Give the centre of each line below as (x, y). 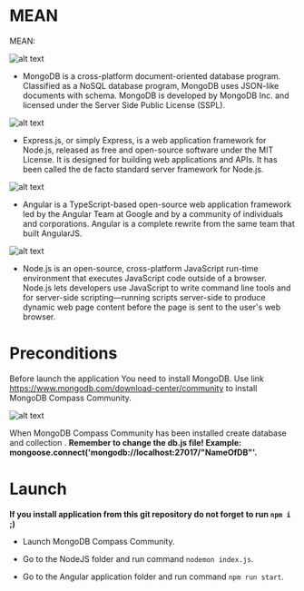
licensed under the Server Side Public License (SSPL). (123, 104)
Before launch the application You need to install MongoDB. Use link (137, 379)
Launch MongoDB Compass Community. (98, 541)
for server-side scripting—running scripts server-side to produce (144, 297)
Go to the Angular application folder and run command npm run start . (153, 576)
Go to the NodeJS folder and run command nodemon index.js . (138, 558)
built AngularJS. (52, 233)
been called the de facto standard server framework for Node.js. (143, 169)
